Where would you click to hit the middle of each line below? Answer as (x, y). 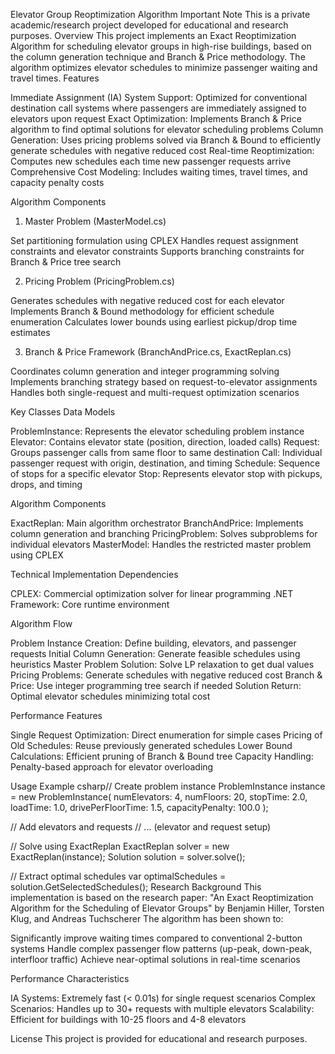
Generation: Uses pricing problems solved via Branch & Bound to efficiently (166, 140)
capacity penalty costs (57, 182)
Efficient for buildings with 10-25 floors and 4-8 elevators (128, 1019)
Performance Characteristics (70, 978)
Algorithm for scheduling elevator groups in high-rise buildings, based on (161, 46)
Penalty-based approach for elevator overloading (112, 767)
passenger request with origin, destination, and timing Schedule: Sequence (165, 463)
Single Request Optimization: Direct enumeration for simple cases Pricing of (166, 735)
